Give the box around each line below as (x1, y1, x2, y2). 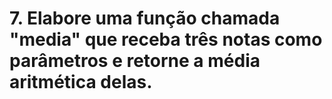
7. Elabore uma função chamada (9, 7, 281, 30)
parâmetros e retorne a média (9, 50, 261, 72)
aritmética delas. (9, 71, 153, 94)
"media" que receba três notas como (9, 28, 323, 51)
